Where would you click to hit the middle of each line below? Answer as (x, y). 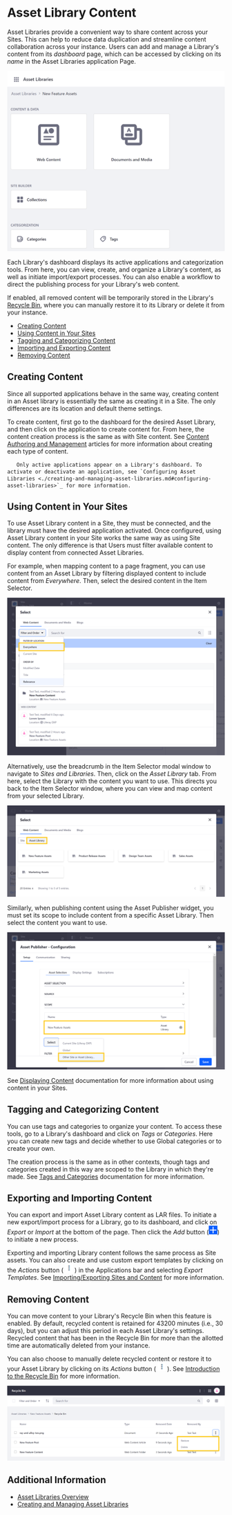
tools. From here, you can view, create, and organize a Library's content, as (114, 269)
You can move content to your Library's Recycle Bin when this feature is (109, 1316)
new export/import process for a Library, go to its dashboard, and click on (112, 1222)
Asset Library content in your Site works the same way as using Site (104, 538)
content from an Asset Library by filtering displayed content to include (107, 573)
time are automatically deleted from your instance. (79, 1345)
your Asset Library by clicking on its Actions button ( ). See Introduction (114, 1369)
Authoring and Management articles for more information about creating (110, 444)
